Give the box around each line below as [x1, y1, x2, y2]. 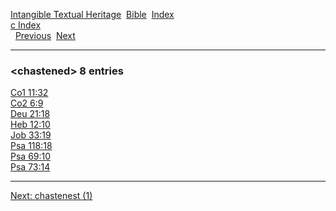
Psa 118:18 [10, 140, 53, 152]
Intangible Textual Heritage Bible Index [10, 9, 175, 20]
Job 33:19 [10, 129, 52, 141]
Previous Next [14, 30, 76, 41]
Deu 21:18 [10, 108, 51, 120]
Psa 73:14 [10, 161, 51, 173]
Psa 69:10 [10, 150, 52, 163]
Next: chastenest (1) [10, 190, 93, 202]
